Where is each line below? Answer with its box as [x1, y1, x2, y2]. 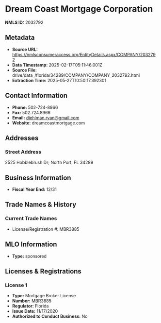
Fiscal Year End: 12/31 [12, 187, 57, 192]
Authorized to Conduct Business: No [12, 313, 88, 319]
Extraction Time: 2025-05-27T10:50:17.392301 [12, 77, 107, 83]
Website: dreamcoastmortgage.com [12, 120, 85, 126]
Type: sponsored [12, 253, 47, 259]
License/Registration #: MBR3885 [12, 226, 80, 232]
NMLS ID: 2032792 [5, 19, 44, 25]
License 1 [5, 282, 28, 289]
